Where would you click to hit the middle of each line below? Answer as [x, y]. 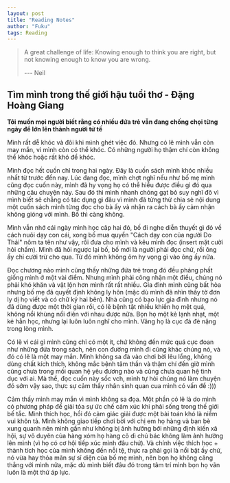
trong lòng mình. [30, 329]
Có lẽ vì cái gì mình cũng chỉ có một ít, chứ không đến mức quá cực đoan [111, 342]
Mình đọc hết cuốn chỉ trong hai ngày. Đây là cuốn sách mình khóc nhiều [110, 171]
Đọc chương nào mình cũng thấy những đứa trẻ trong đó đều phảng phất [110, 270]
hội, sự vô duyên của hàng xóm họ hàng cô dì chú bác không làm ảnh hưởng [115, 436]
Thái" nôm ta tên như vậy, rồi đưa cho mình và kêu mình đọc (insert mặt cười [115, 242]
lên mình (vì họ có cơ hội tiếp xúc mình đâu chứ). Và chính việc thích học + [113, 443]
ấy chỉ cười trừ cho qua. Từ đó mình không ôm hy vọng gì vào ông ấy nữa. [111, 257]
